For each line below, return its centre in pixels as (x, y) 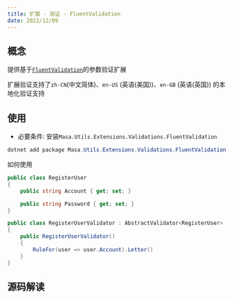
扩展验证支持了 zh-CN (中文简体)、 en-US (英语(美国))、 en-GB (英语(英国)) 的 (113, 85)
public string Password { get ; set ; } (77, 204)
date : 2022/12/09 (33, 21)
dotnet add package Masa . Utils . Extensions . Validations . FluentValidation (117, 150)
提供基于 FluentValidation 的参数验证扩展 (67, 70)
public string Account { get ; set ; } (76, 191)
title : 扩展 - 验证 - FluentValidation (64, 14)
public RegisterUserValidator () (68, 237)
